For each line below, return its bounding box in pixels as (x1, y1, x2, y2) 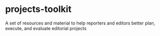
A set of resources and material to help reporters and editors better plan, (5, 20, 155, 26)
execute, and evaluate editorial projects (5, 25, 87, 31)
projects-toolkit (5, 3, 72, 15)
